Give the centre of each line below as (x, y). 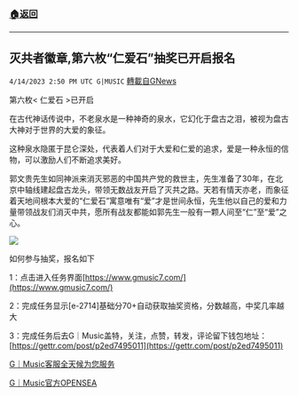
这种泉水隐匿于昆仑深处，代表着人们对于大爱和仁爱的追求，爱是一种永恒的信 (149, 149)
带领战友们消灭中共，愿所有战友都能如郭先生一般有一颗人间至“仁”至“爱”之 (152, 212)
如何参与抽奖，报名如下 (52, 258)
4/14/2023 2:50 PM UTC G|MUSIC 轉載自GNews (93, 81)
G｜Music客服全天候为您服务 (62, 364)
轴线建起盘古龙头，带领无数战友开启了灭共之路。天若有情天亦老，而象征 (157, 190)
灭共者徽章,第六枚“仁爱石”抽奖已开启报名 (122, 58)
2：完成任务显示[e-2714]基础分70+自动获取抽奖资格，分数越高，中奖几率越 (147, 306)
